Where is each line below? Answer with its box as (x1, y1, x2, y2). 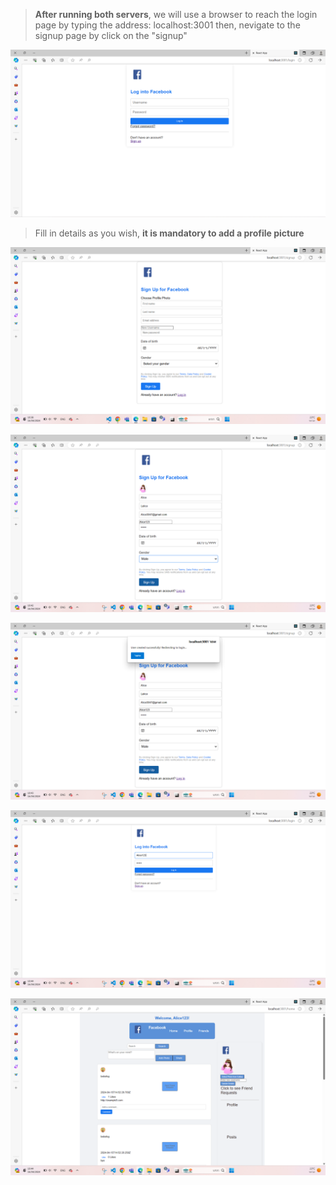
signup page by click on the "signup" (34, 30, 188, 41)
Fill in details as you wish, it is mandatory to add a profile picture (34, 227, 305, 239)
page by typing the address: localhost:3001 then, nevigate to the (34, 19, 301, 31)
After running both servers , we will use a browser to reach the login (34, 9, 318, 20)
